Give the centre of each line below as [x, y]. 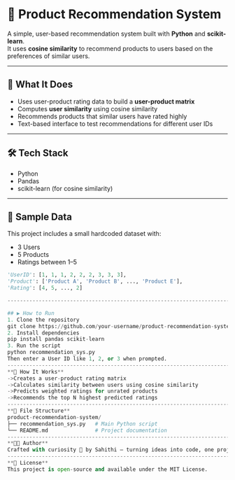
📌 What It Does [40, 84]
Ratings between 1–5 [47, 262]
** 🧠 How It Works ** [36, 372]
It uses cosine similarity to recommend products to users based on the [110, 48]
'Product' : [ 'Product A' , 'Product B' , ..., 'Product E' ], [95, 282]
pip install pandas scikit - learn [56, 339]
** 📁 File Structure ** [39, 411]
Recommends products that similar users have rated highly [102, 116]
